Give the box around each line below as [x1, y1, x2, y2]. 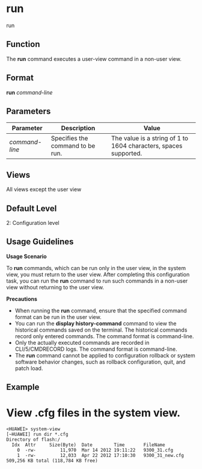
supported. [111, 150, 142, 158]
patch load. [14, 364, 43, 372]
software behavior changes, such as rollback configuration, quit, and [14, 358, 186, 365]
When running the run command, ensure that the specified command [14, 307, 187, 314]
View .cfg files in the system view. [6, 406, 180, 420]
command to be [50, 142, 96, 150]
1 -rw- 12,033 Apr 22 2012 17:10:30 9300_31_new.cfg [17, 453, 185, 459]
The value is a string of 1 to [111, 134, 188, 143]
